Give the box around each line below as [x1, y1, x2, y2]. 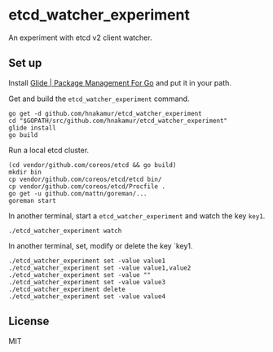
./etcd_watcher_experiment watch [8, 227, 122, 235]
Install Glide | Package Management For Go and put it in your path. [8, 77, 232, 87]
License [8, 315, 50, 328]
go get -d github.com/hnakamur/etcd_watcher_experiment [8, 109, 202, 117]
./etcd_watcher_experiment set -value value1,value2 [8, 263, 192, 272]
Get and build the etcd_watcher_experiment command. [8, 94, 190, 103]
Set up [8, 56, 42, 70]
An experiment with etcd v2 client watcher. [8, 33, 152, 42]
